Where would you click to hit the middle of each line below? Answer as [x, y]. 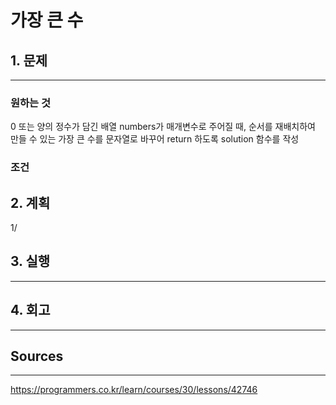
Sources [37, 356]
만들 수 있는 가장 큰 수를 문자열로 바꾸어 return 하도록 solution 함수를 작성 [155, 139]
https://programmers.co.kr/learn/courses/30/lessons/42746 [134, 390]
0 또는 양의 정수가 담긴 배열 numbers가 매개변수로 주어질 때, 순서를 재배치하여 [163, 127]
